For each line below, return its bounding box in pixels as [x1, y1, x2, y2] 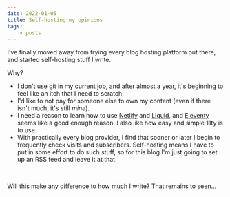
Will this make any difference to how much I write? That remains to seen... [7, 182, 217, 190]
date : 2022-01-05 [7, 10, 57, 17]
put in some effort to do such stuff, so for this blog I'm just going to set [17, 148, 218, 156]
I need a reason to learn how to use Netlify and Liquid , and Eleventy [17, 112, 209, 120]
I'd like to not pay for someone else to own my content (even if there [17, 97, 211, 105]
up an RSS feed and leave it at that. [17, 156, 117, 164]
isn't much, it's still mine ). [17, 104, 90, 112]
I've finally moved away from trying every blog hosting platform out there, [7, 48, 216, 56]
